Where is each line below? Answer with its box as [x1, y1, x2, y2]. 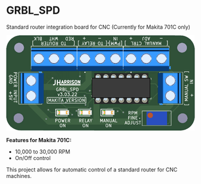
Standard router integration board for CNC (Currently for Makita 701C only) [6, 23, 190, 30]
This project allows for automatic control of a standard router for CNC [6, 166, 178, 173]
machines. [6, 173, 32, 180]
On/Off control [14, 155, 51, 162]
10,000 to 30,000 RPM [14, 148, 71, 155]
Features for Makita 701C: [6, 137, 72, 144]
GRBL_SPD [6, 4, 60, 17]
